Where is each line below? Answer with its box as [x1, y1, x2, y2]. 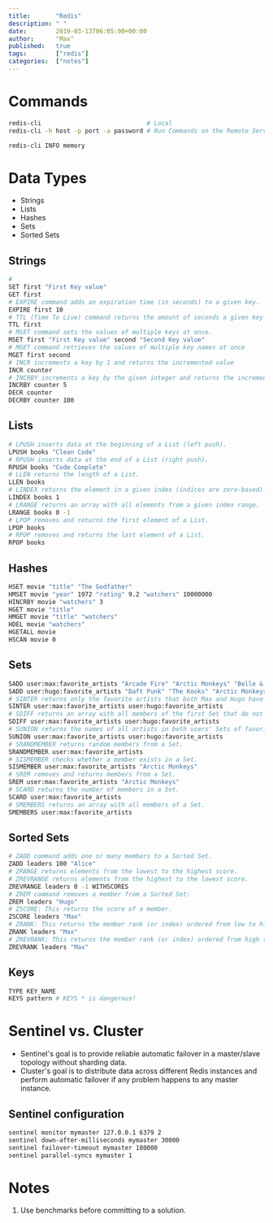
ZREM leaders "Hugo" [8, 898, 79, 906]
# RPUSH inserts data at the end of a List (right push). [8, 455, 209, 464]
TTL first [8, 320, 42, 329]
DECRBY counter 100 [8, 396, 75, 405]
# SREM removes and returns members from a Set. [8, 770, 176, 779]
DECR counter [8, 389, 53, 397]
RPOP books [8, 538, 45, 547]
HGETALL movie [8, 628, 57, 637]
